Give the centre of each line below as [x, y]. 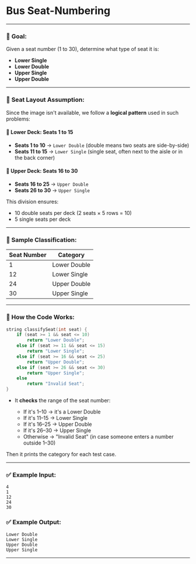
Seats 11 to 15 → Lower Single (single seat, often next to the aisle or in [98, 151]
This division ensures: [32, 201]
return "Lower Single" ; [56, 351]
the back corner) [35, 158]
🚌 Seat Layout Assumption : [45, 100]
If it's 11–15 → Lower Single [55, 418]
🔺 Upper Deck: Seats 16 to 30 [42, 171]
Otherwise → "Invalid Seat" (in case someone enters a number [98, 437]
